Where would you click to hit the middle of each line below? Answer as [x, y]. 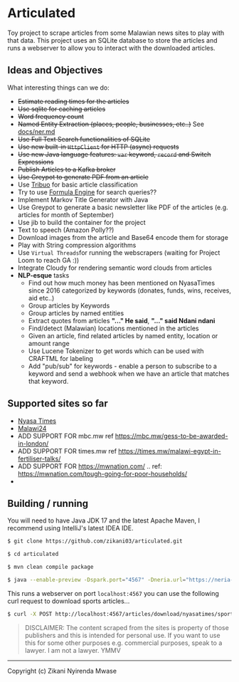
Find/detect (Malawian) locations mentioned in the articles [113, 328]
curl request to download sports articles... [69, 601]
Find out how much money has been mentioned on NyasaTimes [122, 283]
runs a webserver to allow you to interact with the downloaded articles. [111, 48]
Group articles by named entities [76, 313]
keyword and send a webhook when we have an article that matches [129, 373]
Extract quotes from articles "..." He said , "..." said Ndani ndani [122, 320]
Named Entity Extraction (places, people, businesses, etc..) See [111, 124]
